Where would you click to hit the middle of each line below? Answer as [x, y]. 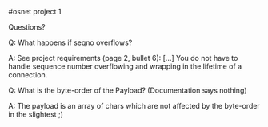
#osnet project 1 [35, 12]
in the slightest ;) [36, 114]
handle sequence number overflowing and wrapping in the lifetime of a [125, 66]
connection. [28, 75]
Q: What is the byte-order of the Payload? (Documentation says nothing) [128, 90]
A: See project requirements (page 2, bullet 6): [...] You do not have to [123, 58]
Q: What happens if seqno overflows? [70, 42]
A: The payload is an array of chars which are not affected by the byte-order [134, 106]
